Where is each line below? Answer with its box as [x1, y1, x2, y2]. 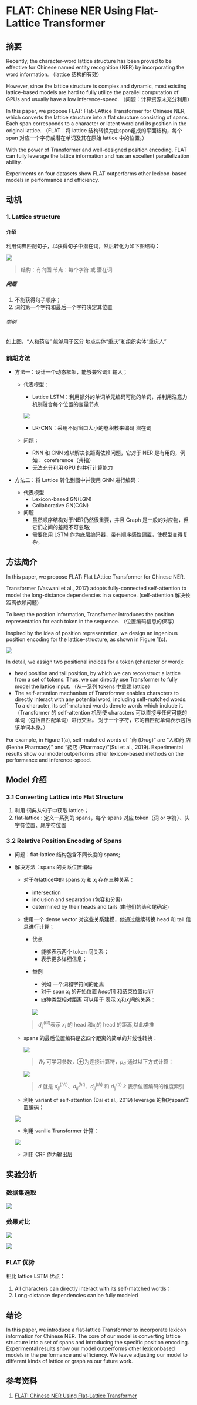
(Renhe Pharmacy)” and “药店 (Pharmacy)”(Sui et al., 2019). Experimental [6, 743, 184, 750]
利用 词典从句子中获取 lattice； [14, 807, 89, 814]
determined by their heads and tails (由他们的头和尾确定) [32, 903, 169, 910]
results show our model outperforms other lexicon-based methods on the [6, 750, 184, 757]
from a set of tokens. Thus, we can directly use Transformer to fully [14, 676, 178, 683]
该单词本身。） [14, 723, 49, 730]
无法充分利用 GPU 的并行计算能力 [32, 464, 113, 471]
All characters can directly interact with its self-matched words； [14, 1285, 172, 1293]
